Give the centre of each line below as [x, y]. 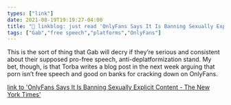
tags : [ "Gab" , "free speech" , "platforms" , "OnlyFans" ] [84, 33]
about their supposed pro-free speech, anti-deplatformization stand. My [109, 60]
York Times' [24, 95]
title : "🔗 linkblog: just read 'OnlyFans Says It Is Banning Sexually [110, 26]
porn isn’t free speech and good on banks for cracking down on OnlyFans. [112, 74]
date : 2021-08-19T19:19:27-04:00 [55, 20]
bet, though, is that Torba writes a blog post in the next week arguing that [111, 67]
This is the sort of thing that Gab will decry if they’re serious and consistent [113, 52]
